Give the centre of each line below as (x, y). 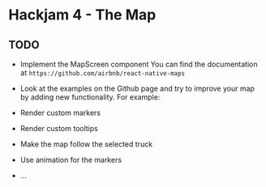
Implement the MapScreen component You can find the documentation (139, 64)
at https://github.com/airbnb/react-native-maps (103, 73)
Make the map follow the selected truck (86, 144)
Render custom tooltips (59, 128)
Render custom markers (60, 113)
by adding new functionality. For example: (90, 97)
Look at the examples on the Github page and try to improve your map (137, 88)
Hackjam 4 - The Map (82, 15)
